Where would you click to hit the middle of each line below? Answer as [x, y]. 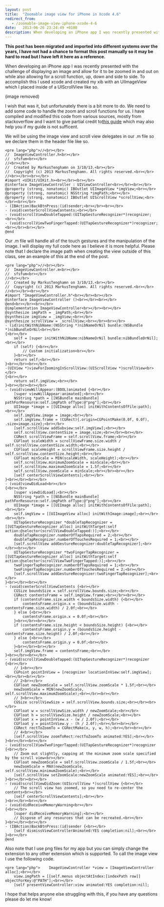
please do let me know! [29, 899]
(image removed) [22, 96]
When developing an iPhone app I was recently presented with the [72, 66]
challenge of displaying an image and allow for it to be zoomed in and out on [82, 71]
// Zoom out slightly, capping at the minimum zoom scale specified [85, 754]
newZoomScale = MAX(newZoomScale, [49, 767]
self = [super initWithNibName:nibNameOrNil [60, 338]
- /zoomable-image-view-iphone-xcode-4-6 [54, 23]
